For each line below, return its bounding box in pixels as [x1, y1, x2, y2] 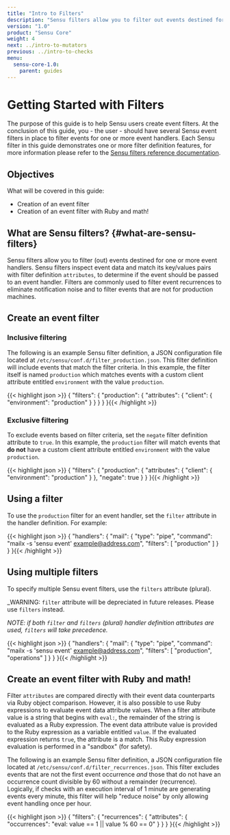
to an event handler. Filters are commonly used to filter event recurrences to [7, 278, 222, 287]
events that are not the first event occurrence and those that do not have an [7, 771, 221, 779]
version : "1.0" [7, 23, 51, 29]
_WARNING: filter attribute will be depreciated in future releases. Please [7, 598, 214, 606]
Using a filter [7, 493, 64, 505]
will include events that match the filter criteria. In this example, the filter [7, 363, 211, 371]
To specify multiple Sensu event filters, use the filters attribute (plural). [7, 584, 212, 593]
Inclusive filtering [7, 333, 67, 343]
